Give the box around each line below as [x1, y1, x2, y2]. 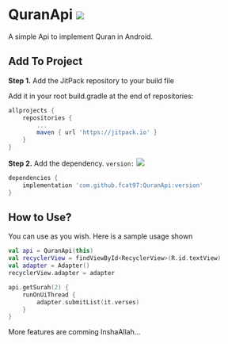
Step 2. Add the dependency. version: [8, 159, 135, 168]
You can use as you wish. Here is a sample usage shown [8, 231, 193, 241]
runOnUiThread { [22, 291, 77, 299]
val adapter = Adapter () [8, 262, 90, 270]
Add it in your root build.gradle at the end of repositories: [8, 91, 194, 101]
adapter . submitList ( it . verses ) [36, 298, 140, 306]
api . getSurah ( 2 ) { [8, 283, 69, 291]
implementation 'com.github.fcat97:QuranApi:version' [22, 181, 203, 189]
